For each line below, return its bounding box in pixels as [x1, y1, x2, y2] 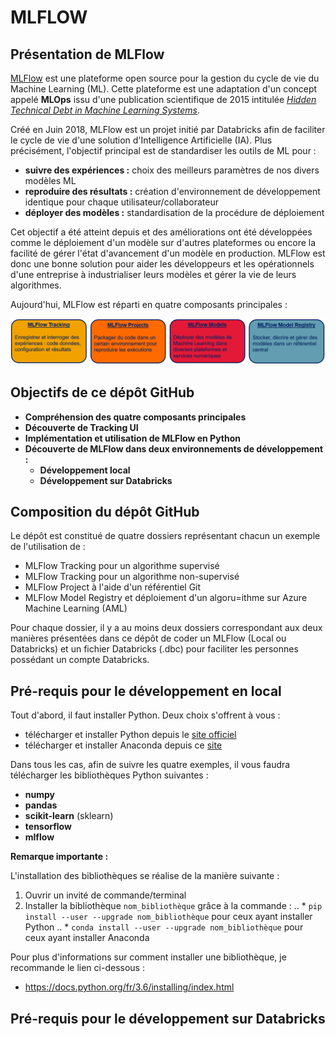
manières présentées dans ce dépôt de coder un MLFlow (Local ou [10, 632, 287, 645]
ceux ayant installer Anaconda [24, 932, 150, 944]
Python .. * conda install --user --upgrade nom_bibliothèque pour [24, 921, 304, 933]
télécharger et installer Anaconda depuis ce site [24, 739, 223, 751]
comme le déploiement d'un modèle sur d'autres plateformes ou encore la [10, 237, 317, 248]
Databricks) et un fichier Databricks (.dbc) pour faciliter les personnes [10, 643, 299, 655]
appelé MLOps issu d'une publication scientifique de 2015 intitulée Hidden [10, 94, 317, 105]
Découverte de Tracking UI [24, 421, 139, 433]
